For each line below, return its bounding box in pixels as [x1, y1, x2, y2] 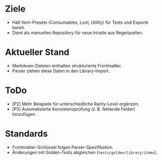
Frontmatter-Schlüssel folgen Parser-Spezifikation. [12, 144, 114, 150]
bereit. [12, 24, 25, 30]
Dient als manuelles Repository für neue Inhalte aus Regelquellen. [12, 30, 144, 35]
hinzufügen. [12, 111, 36, 117]
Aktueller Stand [5, 47, 69, 58]
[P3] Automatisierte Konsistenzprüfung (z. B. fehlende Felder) [12, 106, 135, 112]
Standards [5, 128, 48, 139]
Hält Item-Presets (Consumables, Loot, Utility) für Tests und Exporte [12, 19, 149, 25]
